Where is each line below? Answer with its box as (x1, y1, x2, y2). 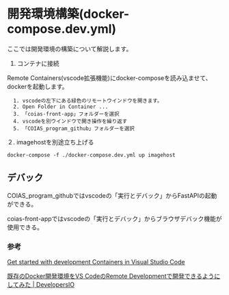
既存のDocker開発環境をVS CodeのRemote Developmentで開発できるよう (7, 272, 215, 281)
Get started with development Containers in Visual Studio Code (7, 258, 185, 266)
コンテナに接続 (16, 59, 59, 67)
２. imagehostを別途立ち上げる (7, 138, 94, 146)
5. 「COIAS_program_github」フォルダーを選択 (13, 125, 135, 132)
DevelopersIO (36, 281, 75, 289)
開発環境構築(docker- (7, 6, 130, 22)
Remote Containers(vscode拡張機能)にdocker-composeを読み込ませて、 (7, 73, 212, 82)
